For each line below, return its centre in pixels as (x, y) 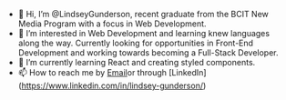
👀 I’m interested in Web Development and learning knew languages (144, 33)
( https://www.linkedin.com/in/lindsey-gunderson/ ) (112, 85)
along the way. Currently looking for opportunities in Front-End (135, 43)
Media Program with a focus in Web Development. (112, 24)
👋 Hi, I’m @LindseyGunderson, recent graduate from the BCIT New (143, 14)
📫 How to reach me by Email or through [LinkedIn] (112, 72)
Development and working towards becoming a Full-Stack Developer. (148, 53)
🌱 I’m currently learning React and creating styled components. (137, 62)
